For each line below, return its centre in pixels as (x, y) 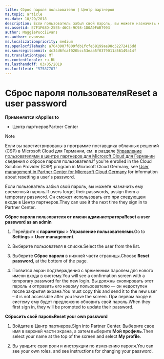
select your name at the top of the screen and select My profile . (77, 336)
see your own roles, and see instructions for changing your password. (82, 351)
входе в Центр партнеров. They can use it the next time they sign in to (76, 202)
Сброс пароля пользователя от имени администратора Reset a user (78, 217)
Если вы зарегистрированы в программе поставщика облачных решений (82, 146)
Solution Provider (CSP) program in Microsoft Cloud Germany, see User (77, 166)
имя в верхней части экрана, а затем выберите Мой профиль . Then (83, 331)
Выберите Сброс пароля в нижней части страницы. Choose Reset (81, 256)
